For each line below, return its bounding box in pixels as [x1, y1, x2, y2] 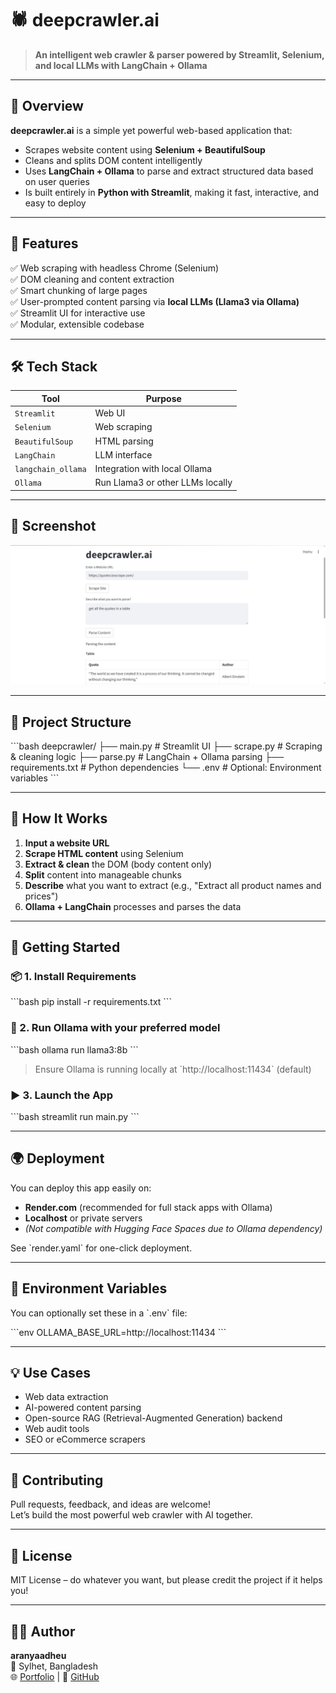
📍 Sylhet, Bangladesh [10, 1660, 98, 1672]
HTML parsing [94, 435, 154, 447]
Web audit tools [24, 1423, 90, 1435]
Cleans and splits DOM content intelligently [24, 154, 203, 166]
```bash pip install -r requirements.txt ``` [10, 996, 172, 1008]
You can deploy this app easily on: [10, 1182, 152, 1194]
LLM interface [94, 448, 153, 461]
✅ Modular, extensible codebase [10, 318, 145, 330]
